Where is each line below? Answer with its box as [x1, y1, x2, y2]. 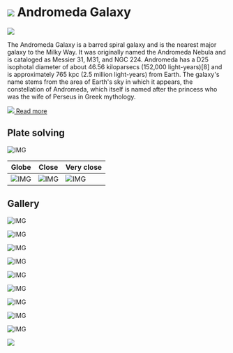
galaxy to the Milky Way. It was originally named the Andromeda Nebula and [7, 48, 227, 56]
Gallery [7, 198, 40, 210]
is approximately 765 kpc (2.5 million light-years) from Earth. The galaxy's [7, 70, 220, 78]
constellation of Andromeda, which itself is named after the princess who [7, 85, 218, 93]
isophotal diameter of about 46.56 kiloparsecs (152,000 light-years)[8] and [7, 62, 223, 71]
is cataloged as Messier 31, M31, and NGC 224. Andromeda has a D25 [7, 55, 209, 64]
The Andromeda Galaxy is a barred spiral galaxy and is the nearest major [7, 40, 217, 49]
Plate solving [7, 127, 65, 139]
